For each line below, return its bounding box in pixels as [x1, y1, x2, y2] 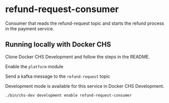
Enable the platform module [5, 63, 64, 69]
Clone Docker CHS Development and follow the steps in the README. [5, 54, 150, 60]
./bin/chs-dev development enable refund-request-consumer [5, 92, 132, 98]
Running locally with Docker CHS [5, 40, 111, 49]
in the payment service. [5, 25, 54, 31]
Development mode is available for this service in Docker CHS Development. [5, 83, 164, 89]
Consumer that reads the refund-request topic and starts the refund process [5, 20, 164, 26]
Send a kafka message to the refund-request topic [5, 73, 110, 79]
